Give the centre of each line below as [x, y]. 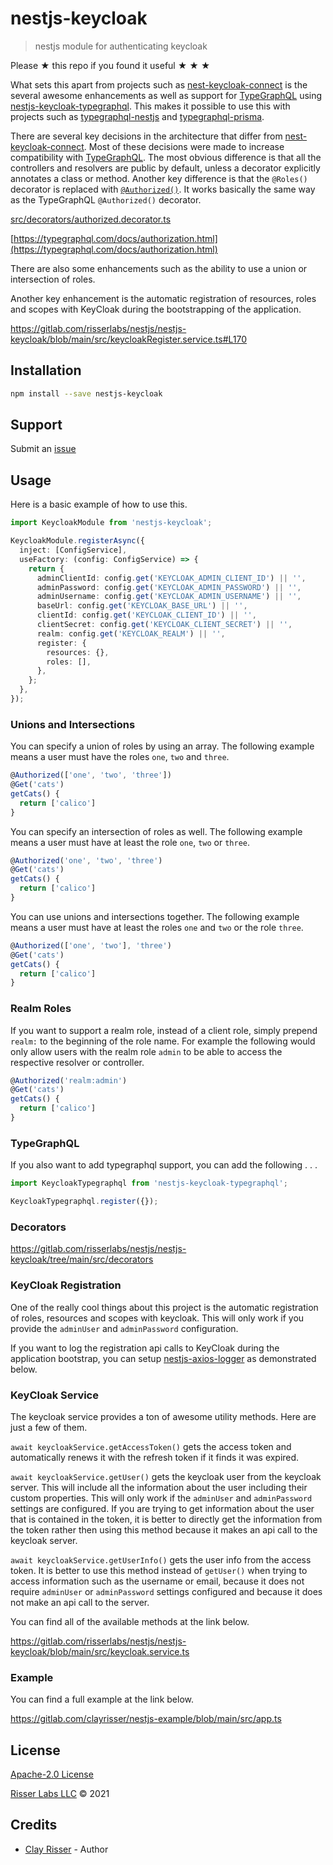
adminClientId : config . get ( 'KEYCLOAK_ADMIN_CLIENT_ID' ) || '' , [171, 578]
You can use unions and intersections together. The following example [155, 916]
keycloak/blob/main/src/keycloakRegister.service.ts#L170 [129, 339]
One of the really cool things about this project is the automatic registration [164, 1307]
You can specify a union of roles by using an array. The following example [162, 746]
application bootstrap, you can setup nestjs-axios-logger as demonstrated [163, 1358]
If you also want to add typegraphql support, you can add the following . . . [164, 1165]
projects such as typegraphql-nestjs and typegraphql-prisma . [137, 116]
